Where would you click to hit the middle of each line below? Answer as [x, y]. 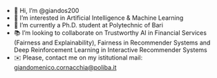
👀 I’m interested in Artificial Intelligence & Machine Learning [98, 18]
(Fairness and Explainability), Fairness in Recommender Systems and [112, 42]
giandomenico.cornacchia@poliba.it [65, 67]
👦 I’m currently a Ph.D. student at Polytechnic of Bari [88, 25]
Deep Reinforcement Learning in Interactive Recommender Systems [110, 50]
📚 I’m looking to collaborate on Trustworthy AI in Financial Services [110, 33]
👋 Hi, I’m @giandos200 [46, 11]
